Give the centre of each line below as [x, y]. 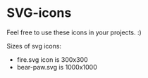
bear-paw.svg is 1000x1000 [57, 67]
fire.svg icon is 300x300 [53, 59]
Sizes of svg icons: [34, 46]
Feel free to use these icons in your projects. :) [74, 32]
